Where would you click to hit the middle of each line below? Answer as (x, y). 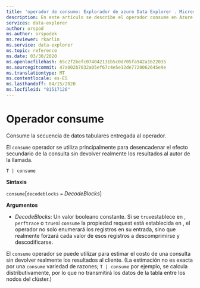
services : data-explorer (37, 23)
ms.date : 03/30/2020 (32, 56)
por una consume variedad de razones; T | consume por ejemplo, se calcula (97, 266)
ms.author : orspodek (32, 34)
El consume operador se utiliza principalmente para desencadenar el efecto (97, 147)
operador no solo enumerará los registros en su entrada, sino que (95, 229)
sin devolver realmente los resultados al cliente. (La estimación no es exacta (100, 260)
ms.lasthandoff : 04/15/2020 (41, 84)
